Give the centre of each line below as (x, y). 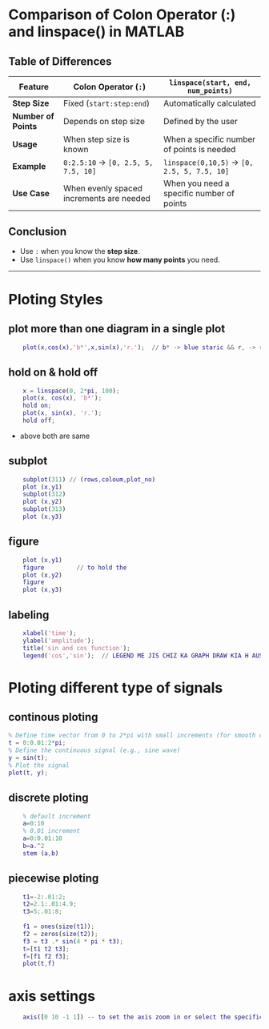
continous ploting (53, 717)
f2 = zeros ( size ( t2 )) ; (60, 934)
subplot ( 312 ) (44, 494)
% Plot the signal (39, 765)
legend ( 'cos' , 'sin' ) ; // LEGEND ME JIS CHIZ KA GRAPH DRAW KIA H (136, 655)
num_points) (211, 91)
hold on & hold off (53, 373)
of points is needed (200, 149)
